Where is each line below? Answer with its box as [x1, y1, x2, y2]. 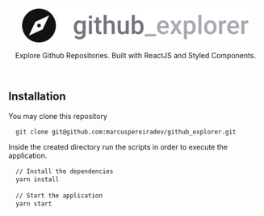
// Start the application [15, 191, 103, 200]
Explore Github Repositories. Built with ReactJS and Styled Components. [15, 50, 257, 60]
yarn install [15, 175, 60, 184]
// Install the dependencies [15, 167, 114, 176]
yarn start [15, 199, 52, 208]
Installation [8, 90, 66, 104]
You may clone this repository [8, 111, 107, 121]
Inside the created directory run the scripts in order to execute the [8, 142, 228, 151]
